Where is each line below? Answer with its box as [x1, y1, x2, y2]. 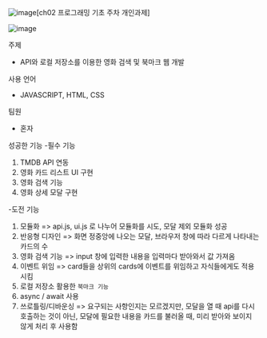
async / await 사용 [19, 292, 79, 300]
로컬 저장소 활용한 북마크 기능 [19, 281, 110, 291]
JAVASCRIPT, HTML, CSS [19, 90, 106, 99]
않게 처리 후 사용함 [19, 321, 78, 331]
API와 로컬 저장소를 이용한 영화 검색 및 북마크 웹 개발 [19, 58, 185, 66]
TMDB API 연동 [19, 157, 70, 167]
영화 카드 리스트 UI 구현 [19, 168, 94, 177]
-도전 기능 [8, 205, 40, 214]
